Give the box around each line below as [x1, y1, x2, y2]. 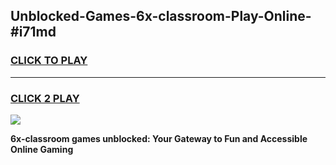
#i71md [10, 24, 57, 41]
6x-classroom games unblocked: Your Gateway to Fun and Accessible [10, 132, 308, 144]
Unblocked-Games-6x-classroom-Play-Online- [10, 8, 312, 25]
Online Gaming [10, 143, 74, 155]
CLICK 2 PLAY [10, 91, 80, 105]
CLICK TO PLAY [10, 54, 88, 68]
